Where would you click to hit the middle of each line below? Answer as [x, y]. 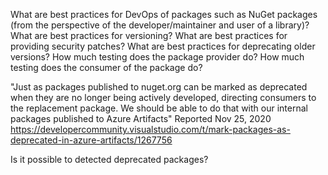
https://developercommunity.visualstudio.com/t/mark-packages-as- [150, 129]
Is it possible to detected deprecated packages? [109, 159]
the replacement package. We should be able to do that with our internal [159, 108]
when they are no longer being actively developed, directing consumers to [163, 97]
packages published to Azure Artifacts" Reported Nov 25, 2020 [141, 118]
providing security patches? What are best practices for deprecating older [163, 46]
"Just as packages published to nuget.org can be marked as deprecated [159, 87]
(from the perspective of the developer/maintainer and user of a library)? [160, 25]
